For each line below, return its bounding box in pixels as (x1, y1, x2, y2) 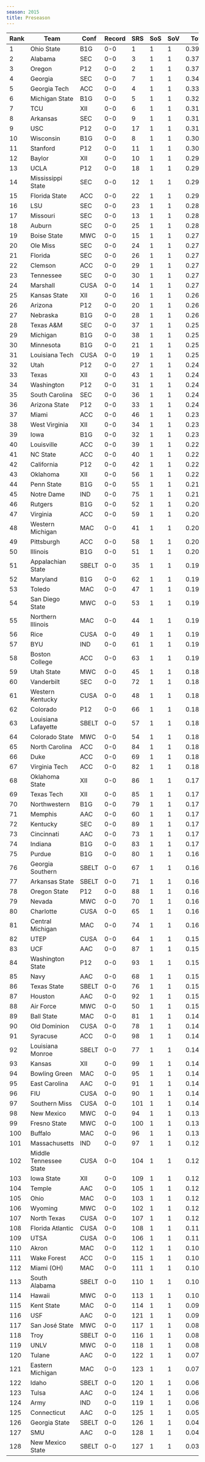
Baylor (30, 154, 49, 162)
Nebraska (30, 310, 59, 319)
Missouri (30, 211, 56, 220)
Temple (30, 1184, 52, 1193)
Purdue (30, 849, 51, 858)
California (30, 460, 59, 468)
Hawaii (30, 1291, 50, 1300)
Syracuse (30, 1032, 58, 1040)
